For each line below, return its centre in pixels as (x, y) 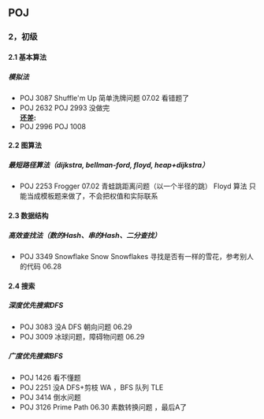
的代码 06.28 (41, 266)
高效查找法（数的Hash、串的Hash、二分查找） (85, 235)
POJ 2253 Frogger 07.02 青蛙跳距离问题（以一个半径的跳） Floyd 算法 (133, 186)
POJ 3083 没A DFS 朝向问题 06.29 (76, 327)
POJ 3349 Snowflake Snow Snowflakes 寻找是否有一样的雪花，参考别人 (137, 256)
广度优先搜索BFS (35, 356)
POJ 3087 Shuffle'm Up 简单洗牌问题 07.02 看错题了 (104, 98)
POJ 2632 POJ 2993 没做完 (65, 108)
